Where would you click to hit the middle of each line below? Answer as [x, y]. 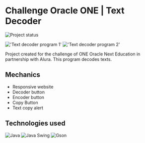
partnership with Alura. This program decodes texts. [59, 59]
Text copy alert [28, 108]
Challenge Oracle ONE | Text [65, 11]
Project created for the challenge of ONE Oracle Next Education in [73, 54]
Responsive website [33, 87]
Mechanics [23, 75]
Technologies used [35, 123]
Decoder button [28, 92]
